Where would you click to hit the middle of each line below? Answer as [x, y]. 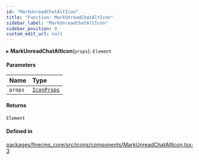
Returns [16, 105]
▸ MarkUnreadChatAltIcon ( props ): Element [59, 51]
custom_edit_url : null [34, 34]
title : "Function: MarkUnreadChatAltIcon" [60, 17]
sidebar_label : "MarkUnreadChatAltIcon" [57, 23]
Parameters [21, 65]
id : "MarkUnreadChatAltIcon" [42, 12]
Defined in [19, 131]
